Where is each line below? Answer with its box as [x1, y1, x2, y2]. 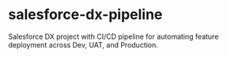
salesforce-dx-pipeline [8, 6, 163, 24]
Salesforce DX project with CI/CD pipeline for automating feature [8, 32, 219, 41]
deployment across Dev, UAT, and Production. [8, 40, 158, 49]
